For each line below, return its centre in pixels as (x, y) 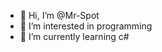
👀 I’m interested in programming (86, 26)
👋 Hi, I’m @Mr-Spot (59, 15)
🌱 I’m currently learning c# (74, 36)
